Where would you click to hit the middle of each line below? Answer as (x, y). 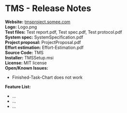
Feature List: (18, 86)
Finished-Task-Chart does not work (47, 77)
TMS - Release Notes (48, 8)
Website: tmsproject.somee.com (38, 22)
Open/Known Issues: (27, 68)
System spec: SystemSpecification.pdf (44, 37)
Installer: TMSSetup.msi (29, 57)
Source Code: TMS (24, 52)
